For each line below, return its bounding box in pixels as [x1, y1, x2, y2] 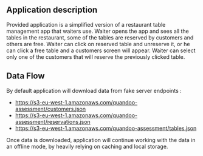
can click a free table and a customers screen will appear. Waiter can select [6, 47, 196, 54]
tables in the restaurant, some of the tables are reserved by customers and [6, 33, 194, 41]
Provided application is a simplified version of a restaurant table [6, 21, 166, 28]
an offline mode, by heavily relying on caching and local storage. [6, 143, 168, 150]
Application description [6, 5, 98, 15]
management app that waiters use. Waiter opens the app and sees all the [6, 27, 190, 35]
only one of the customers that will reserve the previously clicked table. [6, 53, 185, 60]
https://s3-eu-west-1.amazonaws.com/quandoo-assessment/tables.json [15, 124, 197, 132]
